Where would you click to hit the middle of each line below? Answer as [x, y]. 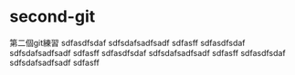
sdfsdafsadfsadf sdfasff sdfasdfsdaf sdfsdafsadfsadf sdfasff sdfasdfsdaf [147, 52]
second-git [53, 17]
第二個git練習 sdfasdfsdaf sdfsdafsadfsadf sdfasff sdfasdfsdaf [127, 42]
